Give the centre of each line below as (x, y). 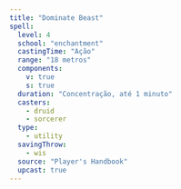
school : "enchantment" (60, 43)
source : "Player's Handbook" (73, 161)
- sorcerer (46, 119)
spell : (22, 26)
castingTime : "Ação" (56, 52)
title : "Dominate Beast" (56, 18)
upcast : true (42, 170)
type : (28, 128)
